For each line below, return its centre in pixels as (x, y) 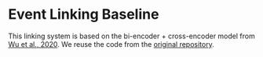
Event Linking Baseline (84, 14)
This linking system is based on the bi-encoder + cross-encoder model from (131, 36)
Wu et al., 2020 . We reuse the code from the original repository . (111, 44)
